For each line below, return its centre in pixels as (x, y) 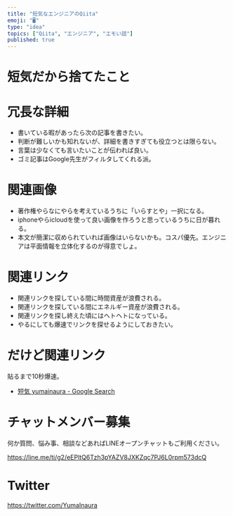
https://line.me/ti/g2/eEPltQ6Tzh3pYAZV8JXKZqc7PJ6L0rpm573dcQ (107, 457)
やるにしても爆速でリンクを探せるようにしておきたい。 (97, 325)
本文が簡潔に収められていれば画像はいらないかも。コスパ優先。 (109, 237)
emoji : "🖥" (24, 20)
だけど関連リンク (57, 355)
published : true (31, 40)
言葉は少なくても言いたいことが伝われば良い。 (85, 150)
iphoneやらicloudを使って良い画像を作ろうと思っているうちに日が (113, 220)
